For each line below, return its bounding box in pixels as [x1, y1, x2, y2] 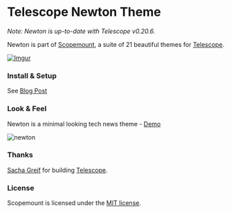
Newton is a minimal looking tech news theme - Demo [7, 119, 161, 128]
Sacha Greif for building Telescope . [7, 166, 109, 174]
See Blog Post [7, 87, 47, 95]
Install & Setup [7, 70, 57, 80]
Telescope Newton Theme [7, 4, 161, 20]
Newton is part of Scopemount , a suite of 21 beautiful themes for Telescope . [7, 40, 225, 48]
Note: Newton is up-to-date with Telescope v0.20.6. [7, 27, 156, 35]
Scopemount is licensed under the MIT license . [7, 199, 142, 207]
